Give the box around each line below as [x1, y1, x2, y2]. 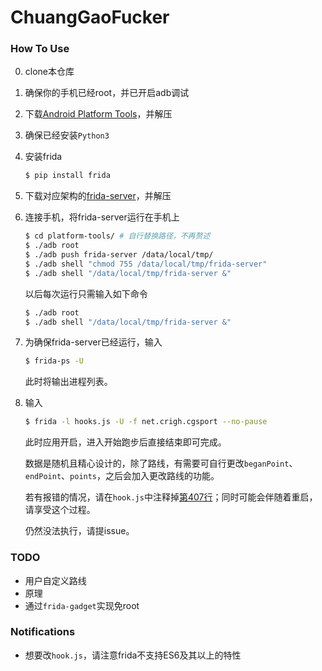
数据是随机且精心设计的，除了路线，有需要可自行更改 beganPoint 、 [24, 457, 298, 470]
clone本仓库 [24, 66, 75, 78]
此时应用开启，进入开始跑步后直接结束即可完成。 [24, 436, 227, 448]
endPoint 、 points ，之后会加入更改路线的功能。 [24, 470, 220, 482]
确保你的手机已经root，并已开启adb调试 [24, 87, 190, 99]
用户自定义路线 [24, 574, 87, 586]
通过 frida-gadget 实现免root [24, 599, 140, 611]
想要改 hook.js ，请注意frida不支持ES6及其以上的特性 [24, 649, 242, 661]
